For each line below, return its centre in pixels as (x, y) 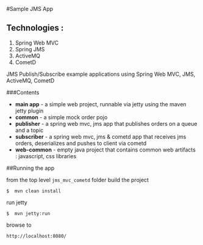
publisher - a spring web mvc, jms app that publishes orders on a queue (106, 123)
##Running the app (30, 168)
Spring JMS (30, 49)
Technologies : (35, 28)
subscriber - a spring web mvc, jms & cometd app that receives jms (101, 136)
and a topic (29, 130)
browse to (19, 225)
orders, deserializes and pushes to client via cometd (81, 143)
